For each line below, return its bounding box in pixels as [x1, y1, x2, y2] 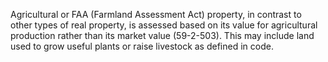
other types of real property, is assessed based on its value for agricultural [10, 19, 318, 31]
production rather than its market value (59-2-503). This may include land [10, 30, 315, 41]
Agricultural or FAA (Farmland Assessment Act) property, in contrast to [10, 9, 302, 20]
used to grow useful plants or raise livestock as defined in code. [10, 40, 274, 52]
